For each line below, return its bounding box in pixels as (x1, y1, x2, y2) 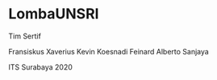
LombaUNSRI (8, 5, 99, 23)
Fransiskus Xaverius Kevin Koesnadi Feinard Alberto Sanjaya (8, 46, 210, 56)
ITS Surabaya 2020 (8, 62, 73, 72)
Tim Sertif (8, 31, 42, 41)
